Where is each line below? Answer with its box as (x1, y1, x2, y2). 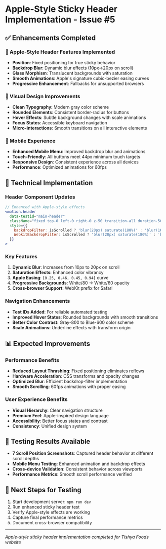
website (5, 539, 21, 545)
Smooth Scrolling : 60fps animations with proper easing (12, 384, 126, 390)
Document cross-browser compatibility (12, 520, 92, 526)
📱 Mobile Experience (5, 137, 56, 144)
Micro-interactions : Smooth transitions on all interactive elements (12, 125, 147, 131)
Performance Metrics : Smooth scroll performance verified (12, 471, 132, 477)
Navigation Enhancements (5, 298, 70, 305)
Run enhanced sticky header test (12, 504, 80, 510)
